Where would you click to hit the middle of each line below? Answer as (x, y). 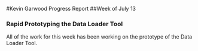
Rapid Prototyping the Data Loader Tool (65, 24)
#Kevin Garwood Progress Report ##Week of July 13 (71, 9)
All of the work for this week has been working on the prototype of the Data (99, 37)
